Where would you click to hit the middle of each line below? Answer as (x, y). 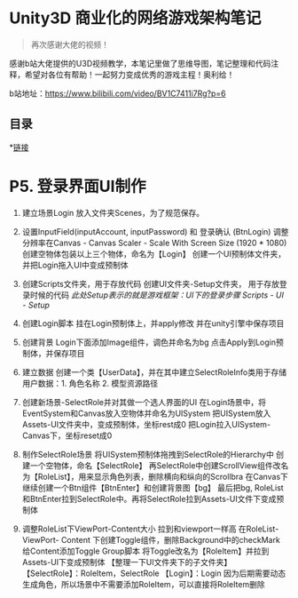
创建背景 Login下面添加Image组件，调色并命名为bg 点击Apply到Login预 (153, 342)
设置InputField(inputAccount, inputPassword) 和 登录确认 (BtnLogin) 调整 (155, 231)
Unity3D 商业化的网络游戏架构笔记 (135, 18)
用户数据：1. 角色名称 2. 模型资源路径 (90, 383)
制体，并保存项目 (53, 353)
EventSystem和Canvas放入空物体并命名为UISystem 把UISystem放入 (146, 413)
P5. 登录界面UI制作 (78, 186)
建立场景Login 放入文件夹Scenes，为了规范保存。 (113, 212)
